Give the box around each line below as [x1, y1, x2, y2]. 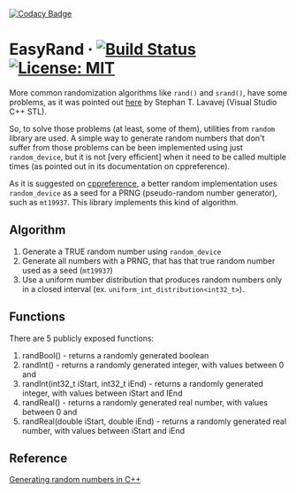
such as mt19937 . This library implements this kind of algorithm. [9, 196, 239, 207]
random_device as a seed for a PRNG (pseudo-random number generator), [9, 187, 278, 198]
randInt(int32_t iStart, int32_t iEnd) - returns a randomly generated [21, 378, 263, 389]
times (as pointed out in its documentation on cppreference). [9, 160, 231, 172]
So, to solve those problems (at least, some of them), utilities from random [9, 123, 276, 134]
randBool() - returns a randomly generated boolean [21, 350, 209, 360]
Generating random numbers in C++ [9, 474, 141, 485]
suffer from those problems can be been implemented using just [9, 142, 243, 152]
